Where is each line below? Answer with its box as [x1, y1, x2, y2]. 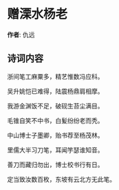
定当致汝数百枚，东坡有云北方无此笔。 [7, 175, 116, 183]
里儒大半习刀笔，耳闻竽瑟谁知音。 [7, 146, 104, 154]
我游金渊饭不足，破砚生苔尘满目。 [7, 102, 104, 110]
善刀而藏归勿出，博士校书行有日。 [7, 160, 104, 169]
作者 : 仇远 [7, 30, 35, 39]
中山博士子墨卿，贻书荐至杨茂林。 [7, 131, 104, 139]
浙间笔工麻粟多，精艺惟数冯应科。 [7, 72, 104, 80]
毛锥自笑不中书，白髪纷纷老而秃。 [7, 116, 104, 124]
